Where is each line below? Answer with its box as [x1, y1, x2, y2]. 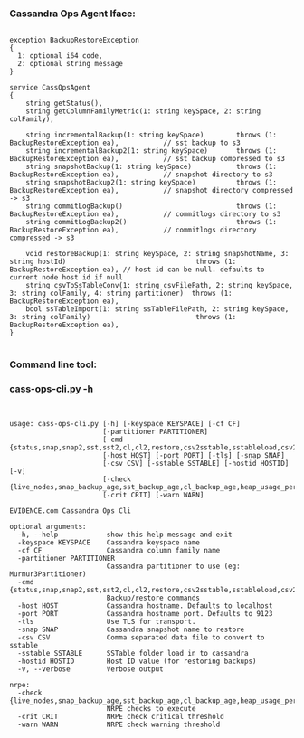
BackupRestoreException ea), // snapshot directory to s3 [9, 170, 273, 179]
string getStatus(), [25, 99, 103, 109]
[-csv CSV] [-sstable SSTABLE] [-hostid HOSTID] [102, 459, 290, 468]
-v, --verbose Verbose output [17, 664, 165, 674]
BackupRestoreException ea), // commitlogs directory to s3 [9, 210, 281, 219]
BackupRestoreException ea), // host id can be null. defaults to [9, 265, 265, 274]
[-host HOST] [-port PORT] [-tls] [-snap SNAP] [102, 450, 285, 459]
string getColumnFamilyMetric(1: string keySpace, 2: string [25, 107, 261, 116]
